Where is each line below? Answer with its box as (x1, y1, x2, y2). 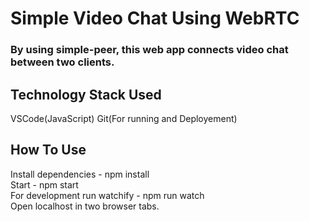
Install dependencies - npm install (10, 168, 150, 180)
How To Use (10, 142, 87, 159)
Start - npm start (10, 178, 79, 191)
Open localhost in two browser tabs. (10, 200, 160, 212)
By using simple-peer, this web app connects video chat (10, 43, 289, 57)
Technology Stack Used (10, 86, 162, 103)
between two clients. (10, 55, 115, 69)
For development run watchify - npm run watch (10, 189, 205, 201)
